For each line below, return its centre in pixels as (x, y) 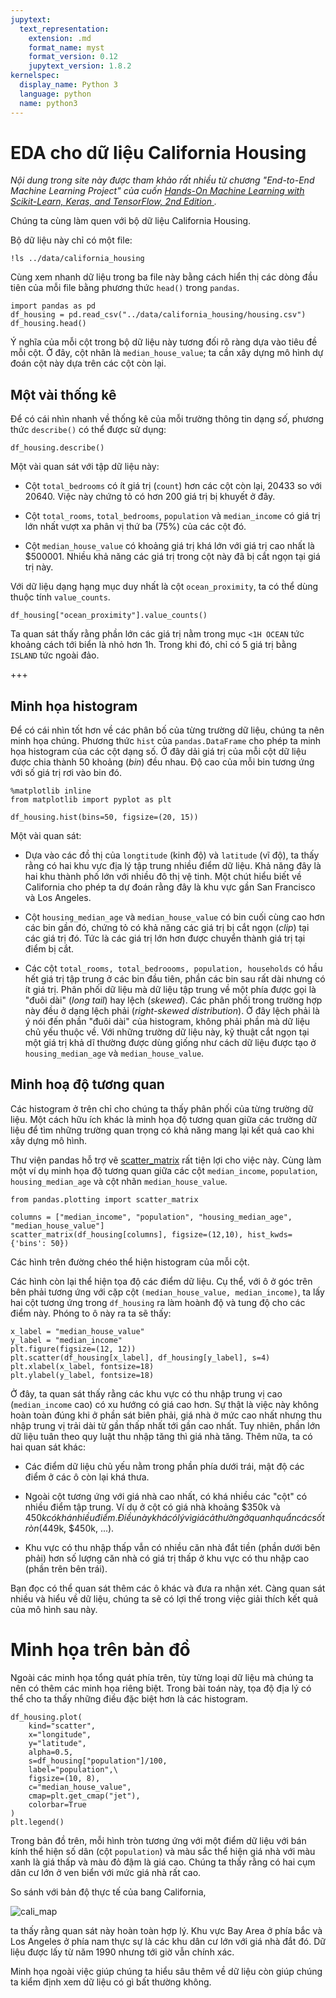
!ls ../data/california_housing (77, 259)
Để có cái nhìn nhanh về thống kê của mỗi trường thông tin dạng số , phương (167, 419)
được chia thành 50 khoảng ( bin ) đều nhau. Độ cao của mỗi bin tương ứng (162, 762)
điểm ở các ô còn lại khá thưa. (87, 1477)
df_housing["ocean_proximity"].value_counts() (109, 616)
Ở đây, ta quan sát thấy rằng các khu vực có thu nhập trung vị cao (146, 1393)
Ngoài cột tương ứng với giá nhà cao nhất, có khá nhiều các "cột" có (166, 1496)
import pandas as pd (53, 306)
